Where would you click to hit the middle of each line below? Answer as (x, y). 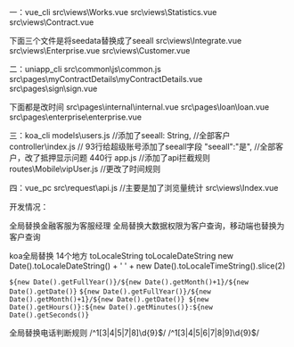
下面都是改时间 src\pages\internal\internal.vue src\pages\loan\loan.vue (139, 107)
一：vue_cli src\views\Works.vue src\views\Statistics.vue (113, 12)
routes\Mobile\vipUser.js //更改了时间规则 (85, 169)
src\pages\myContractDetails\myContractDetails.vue (106, 79)
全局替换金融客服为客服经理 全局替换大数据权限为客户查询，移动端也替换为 (147, 226)
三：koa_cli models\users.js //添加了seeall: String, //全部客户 (120, 135)
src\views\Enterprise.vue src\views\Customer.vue (100, 50)
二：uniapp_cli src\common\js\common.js (86, 69)
